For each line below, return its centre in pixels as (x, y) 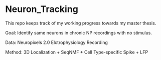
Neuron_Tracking (42, 9)
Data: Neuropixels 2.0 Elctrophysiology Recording (56, 42)
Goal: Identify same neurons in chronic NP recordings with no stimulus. (78, 32)
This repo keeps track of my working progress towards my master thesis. (81, 23)
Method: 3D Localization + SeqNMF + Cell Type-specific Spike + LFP (77, 52)
